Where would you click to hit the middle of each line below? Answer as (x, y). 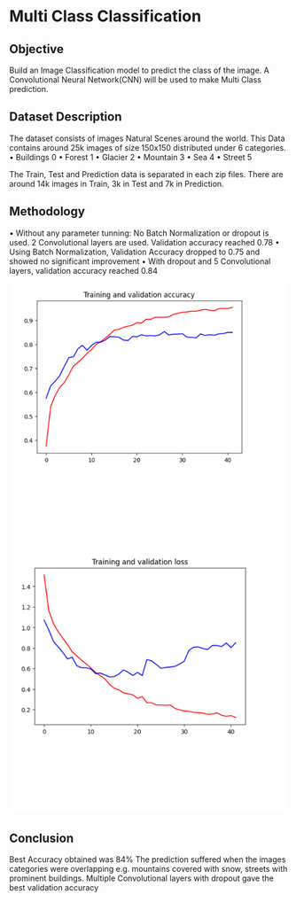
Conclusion (42, 838)
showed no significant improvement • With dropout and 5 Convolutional (140, 261)
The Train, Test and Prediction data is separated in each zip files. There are (146, 174)
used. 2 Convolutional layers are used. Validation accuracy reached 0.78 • (144, 242)
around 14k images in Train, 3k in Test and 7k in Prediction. (117, 183)
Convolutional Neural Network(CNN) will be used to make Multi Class (135, 80)
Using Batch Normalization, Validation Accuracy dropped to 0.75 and (135, 252)
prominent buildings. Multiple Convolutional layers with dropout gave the (142, 878)
